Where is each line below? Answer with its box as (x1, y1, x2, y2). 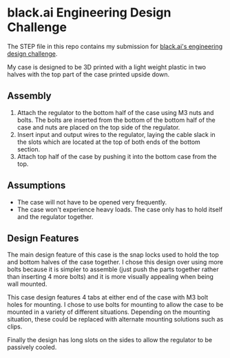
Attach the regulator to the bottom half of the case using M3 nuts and (17, 108, 214, 116)
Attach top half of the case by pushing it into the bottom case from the (17, 152, 217, 160)
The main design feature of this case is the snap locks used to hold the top (7, 251, 219, 259)
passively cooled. (7, 343, 57, 352)
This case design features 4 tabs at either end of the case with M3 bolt (7, 293, 209, 302)
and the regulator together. (17, 212, 94, 221)
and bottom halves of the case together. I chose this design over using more (7, 258, 224, 266)
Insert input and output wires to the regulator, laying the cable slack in (17, 130, 216, 138)
